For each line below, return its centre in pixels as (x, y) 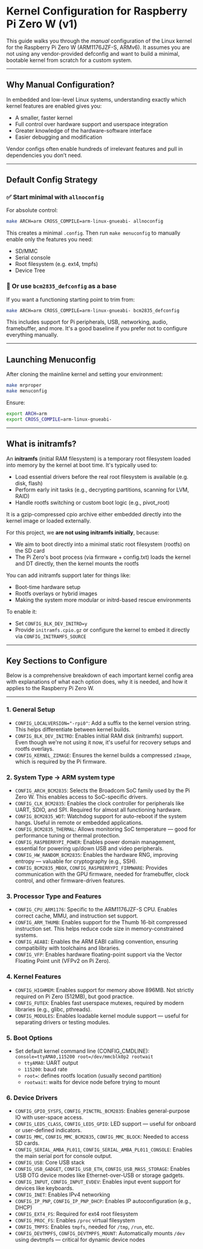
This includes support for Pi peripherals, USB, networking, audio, (87, 322)
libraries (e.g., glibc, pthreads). (53, 1009)
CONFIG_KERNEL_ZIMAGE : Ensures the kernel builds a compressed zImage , (103, 755)
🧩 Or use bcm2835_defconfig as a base (61, 286)
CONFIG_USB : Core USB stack (50, 1162)
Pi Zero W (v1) (42, 24)
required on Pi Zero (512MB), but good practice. (74, 996)
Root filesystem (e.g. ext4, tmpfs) (56, 264)
